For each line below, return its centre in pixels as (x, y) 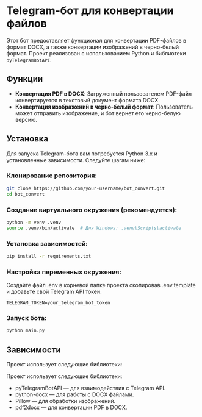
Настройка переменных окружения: (64, 272)
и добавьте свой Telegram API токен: (54, 292)
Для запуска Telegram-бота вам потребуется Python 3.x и (82, 154)
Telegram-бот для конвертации (90, 11)
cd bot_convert (26, 194)
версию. (26, 119)
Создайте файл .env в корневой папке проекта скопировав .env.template (101, 285)
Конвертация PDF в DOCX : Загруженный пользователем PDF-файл (103, 94)
